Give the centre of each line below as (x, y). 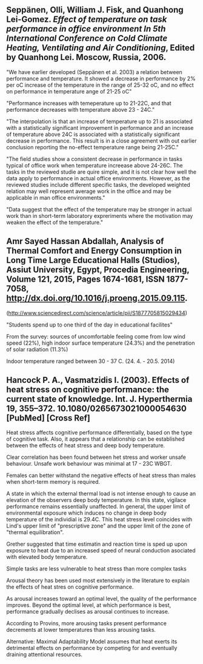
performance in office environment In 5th (86, 29)
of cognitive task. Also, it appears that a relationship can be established (95, 439)
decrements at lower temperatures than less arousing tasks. (81, 630)
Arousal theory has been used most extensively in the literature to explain (98, 581)
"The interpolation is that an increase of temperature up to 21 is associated (99, 121)
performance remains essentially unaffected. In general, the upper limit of (98, 507)
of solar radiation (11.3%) (37, 349)
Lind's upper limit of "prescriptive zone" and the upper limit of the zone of (98, 526)
